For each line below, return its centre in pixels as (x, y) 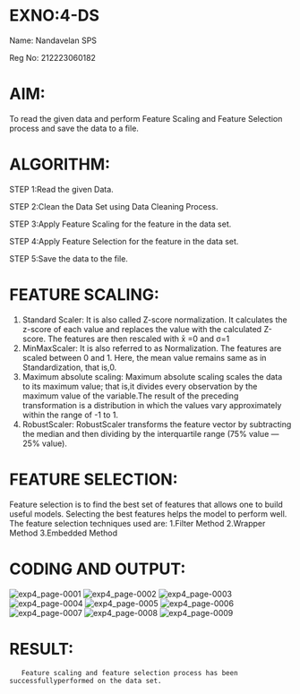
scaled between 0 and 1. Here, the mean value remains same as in (144, 357)
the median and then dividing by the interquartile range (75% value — (150, 433)
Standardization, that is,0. (69, 367)
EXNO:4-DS (55, 16)
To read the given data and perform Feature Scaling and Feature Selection (146, 118)
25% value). (44, 443)
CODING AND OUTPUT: (98, 569)
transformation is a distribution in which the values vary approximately (152, 405)
